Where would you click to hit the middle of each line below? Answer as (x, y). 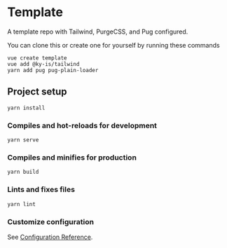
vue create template (37, 58)
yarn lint (22, 204)
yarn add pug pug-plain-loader (53, 70)
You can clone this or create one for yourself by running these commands (113, 45)
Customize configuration (51, 221)
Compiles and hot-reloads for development (82, 125)
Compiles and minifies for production (72, 157)
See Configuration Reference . (50, 237)
